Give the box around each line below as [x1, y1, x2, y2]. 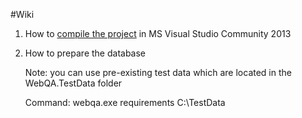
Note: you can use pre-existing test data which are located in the [24, 67, 292, 78]
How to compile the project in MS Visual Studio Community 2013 [24, 28, 292, 39]
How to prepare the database [24, 47, 147, 59]
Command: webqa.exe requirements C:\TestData [24, 97, 226, 108]
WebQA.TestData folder [24, 77, 123, 89]
